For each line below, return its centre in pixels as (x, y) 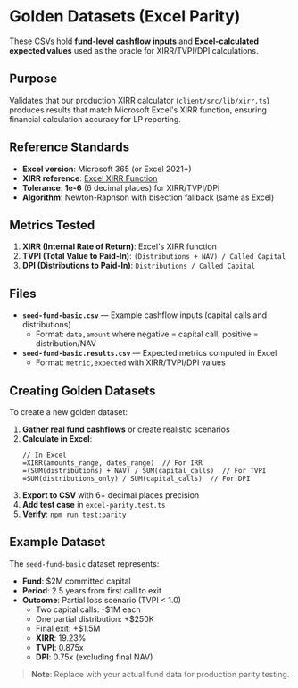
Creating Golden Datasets (83, 390)
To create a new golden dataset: (68, 412)
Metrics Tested (52, 225)
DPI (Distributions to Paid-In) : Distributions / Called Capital (139, 266)
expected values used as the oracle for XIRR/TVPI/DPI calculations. (134, 50)
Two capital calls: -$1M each (88, 609)
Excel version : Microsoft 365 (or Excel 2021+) (107, 169)
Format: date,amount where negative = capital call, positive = (147, 334)
